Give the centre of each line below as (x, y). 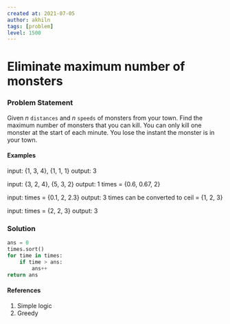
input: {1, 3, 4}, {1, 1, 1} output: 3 (52, 171)
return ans (23, 275)
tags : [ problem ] (30, 26)
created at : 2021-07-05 (41, 13)
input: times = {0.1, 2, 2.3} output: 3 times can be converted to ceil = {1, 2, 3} (115, 197)
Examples (22, 155)
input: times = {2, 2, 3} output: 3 (53, 210)
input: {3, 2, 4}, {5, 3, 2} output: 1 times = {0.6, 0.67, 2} (84, 184)
